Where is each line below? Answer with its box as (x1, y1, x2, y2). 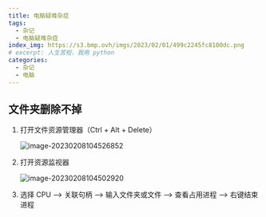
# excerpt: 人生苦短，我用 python (8, 49, 115, 57)
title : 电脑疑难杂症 (8, 11, 69, 20)
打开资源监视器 (19, 157, 69, 168)
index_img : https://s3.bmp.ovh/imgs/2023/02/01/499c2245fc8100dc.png (8, 41, 245, 49)
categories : (8, 57, 48, 65)
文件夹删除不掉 (8, 103, 82, 116)
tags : (8, 19, 26, 27)
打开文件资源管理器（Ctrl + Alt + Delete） (19, 125, 157, 135)
